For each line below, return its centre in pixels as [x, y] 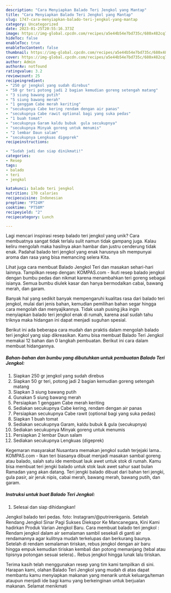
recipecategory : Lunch [30, 217]
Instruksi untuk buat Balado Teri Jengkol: [50, 494]
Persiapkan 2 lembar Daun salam [48, 435]
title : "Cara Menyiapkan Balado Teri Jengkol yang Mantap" [70, 15]
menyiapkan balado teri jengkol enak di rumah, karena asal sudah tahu [79, 315]
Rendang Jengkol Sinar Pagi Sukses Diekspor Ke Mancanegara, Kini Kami [83, 522]
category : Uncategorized [32, 24]
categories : [18, 156]
